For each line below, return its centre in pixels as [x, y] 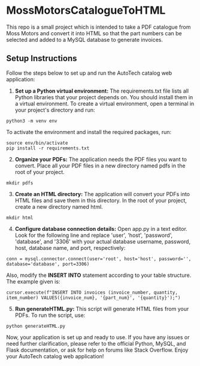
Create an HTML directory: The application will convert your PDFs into [102, 194]
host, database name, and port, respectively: [70, 248]
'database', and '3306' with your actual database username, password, [102, 241]
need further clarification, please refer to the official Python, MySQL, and [96, 343]
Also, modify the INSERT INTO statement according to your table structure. [99, 275]
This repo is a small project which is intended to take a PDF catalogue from [99, 27]
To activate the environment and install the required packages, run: [89, 132]
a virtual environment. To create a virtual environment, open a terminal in [104, 103]
